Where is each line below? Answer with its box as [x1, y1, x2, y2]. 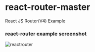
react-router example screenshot [5, 30, 87, 37]
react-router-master [5, 1, 91, 13]
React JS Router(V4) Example [5, 18, 66, 24]
